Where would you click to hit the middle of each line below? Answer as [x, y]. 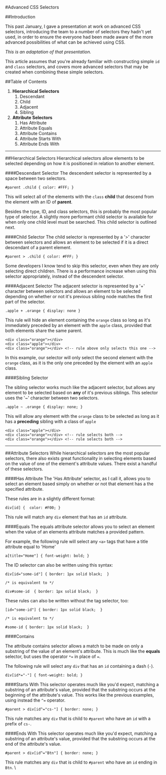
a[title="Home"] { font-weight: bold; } [47, 556]
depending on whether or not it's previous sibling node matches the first [79, 296]
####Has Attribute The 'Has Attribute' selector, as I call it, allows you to [78, 479]
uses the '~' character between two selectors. [52, 398]
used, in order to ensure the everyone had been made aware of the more [79, 37]
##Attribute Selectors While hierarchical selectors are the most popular [77, 453]
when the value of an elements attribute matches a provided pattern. [75, 532]
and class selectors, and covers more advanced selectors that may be [77, 67]
